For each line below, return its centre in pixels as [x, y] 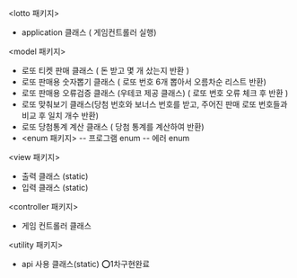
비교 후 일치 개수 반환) [60, 116]
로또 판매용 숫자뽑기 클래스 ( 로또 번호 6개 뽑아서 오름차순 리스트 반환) [144, 82]
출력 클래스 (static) [55, 176]
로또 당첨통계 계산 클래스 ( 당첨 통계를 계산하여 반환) [113, 127]
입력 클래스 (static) [55, 188]
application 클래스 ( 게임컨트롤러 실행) [89, 32]
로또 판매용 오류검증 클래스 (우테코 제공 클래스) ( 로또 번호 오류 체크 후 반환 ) [155, 93]
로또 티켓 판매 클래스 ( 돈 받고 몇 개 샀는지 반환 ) [105, 71]
